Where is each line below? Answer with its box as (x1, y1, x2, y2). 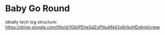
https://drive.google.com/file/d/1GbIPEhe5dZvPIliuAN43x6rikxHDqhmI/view (5, 24, 160, 30)
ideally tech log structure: (5, 19, 58, 25)
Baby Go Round (5, 3, 70, 14)
